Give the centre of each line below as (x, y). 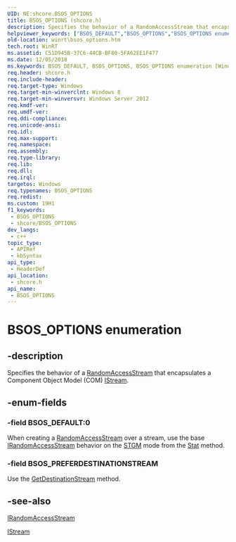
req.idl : (20, 132)
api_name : (22, 289)
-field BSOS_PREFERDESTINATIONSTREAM (83, 463)
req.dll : (20, 171)
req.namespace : (29, 145)
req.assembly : (28, 151)
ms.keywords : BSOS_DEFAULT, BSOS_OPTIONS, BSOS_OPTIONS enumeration (110, 66)
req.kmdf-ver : (28, 106)
